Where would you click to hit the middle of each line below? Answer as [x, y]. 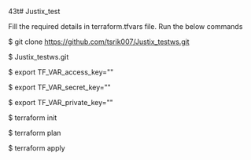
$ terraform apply [37, 148]
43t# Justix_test [34, 11]
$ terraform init [33, 118]
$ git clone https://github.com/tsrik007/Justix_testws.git [99, 42]
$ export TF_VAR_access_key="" [61, 72]
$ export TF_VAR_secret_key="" [60, 87]
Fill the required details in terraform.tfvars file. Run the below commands [125, 26]
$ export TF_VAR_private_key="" [61, 102]
